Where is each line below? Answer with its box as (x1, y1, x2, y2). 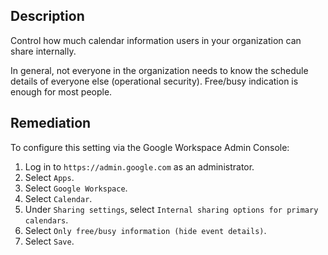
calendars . (24, 214, 69, 226)
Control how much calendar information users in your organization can (10, 34, 302, 46)
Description (10, 8, 85, 25)
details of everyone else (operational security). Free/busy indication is (10, 75, 299, 87)
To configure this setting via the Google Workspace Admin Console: (10, 141, 290, 153)
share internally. (10, 45, 77, 57)
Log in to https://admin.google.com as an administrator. (24, 160, 255, 173)
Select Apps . (24, 171, 75, 183)
